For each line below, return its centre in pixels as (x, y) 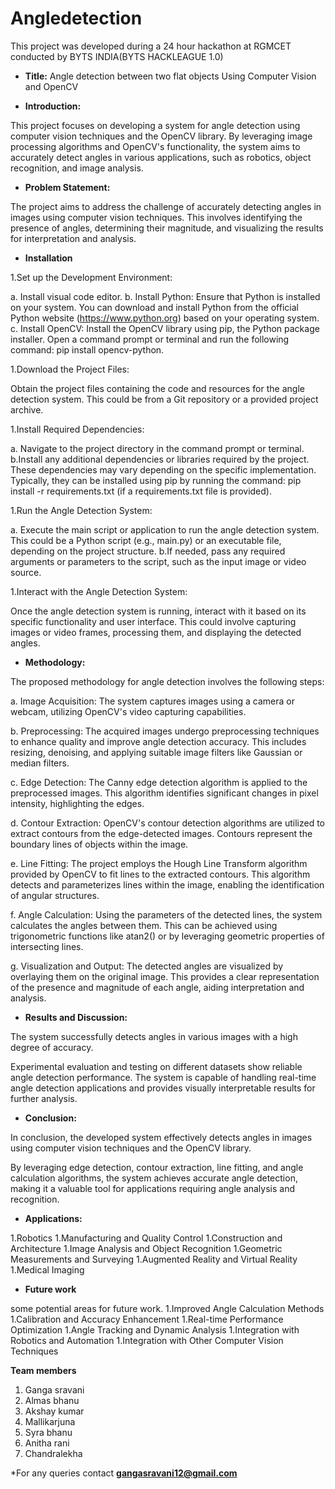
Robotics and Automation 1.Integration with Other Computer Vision (147, 1340)
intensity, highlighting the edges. (77, 803)
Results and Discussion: (76, 1017)
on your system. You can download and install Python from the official (154, 307)
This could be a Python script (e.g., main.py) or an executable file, (146, 540)
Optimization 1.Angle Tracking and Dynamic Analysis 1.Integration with (155, 1329)
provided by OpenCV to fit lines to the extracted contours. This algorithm (160, 874)
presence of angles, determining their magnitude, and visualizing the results (167, 228)
